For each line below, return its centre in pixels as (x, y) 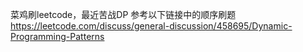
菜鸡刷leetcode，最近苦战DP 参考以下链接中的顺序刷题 (123, 14)
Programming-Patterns (57, 36)
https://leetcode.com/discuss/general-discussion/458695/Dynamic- (151, 26)
